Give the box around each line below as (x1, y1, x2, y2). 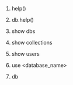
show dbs (11, 28, 36, 35)
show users (11, 50, 40, 57)
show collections (11, 39, 53, 46)
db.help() (11, 16, 34, 23)
